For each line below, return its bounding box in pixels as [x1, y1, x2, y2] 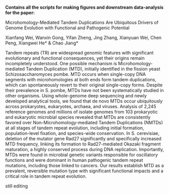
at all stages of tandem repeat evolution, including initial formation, [5, 125, 144, 131]
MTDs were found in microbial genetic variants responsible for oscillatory [5, 152, 158, 158]
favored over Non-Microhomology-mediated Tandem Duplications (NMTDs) [5, 120, 163, 125]
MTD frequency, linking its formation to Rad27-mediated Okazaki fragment [5, 141, 161, 147]
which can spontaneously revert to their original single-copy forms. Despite [5, 82, 163, 88]
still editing [5, 183, 28, 189]
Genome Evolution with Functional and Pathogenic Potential [5, 25, 130, 31]
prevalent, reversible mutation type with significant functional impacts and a [5, 168, 163, 174]
